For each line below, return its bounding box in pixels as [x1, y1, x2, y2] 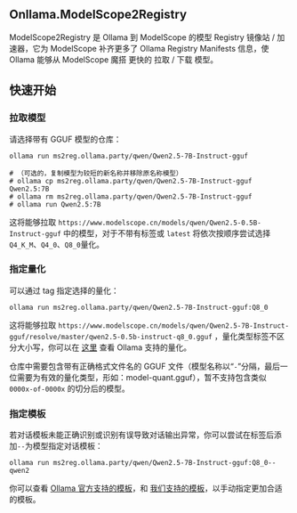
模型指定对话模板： [32, 441, 104, 452]
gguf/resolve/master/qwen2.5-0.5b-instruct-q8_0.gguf [9, 332, 213, 341]
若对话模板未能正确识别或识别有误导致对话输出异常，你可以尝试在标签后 [9, 429, 274, 440]
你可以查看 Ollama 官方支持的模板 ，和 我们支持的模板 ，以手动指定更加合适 [9, 483, 283, 493]
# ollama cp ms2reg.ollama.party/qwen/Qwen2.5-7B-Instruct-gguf [9, 176, 253, 185]
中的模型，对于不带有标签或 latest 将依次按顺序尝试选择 [63, 227, 271, 239]
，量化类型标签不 [214, 330, 277, 341]
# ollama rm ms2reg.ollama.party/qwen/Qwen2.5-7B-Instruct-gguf [9, 191, 253, 201]
